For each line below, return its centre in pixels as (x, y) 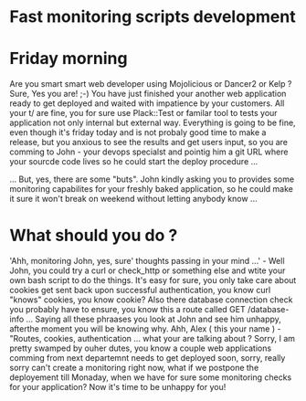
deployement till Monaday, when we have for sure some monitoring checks (151, 377)
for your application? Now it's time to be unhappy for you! (118, 387)
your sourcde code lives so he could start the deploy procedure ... (134, 162)
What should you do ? (94, 236)
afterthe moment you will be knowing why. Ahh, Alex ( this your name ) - (145, 329)
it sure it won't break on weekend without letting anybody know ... (133, 199)
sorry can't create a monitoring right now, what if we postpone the (134, 368)
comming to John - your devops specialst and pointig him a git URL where (149, 152)
